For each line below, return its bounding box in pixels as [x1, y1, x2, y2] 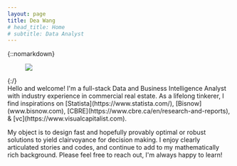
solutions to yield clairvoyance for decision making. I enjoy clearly [7, 135, 201, 144]
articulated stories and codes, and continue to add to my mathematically [7, 143, 219, 152]
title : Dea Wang [7, 17, 56, 24]
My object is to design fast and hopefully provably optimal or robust [7, 128, 206, 137]
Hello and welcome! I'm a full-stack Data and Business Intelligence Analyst [7, 84, 226, 93]
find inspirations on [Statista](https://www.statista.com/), [7, 99, 174, 108]
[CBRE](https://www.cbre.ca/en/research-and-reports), [67, 107, 231, 116]
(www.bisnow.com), [7, 107, 66, 116]
